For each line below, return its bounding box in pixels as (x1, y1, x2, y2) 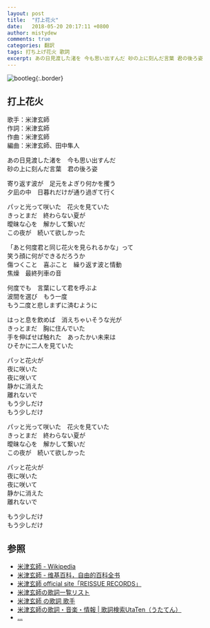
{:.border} (35, 74, 64, 82)
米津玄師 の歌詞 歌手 (17, 597, 76, 605)
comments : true (7, 36, 51, 43)
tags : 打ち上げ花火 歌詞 (7, 49, 70, 56)
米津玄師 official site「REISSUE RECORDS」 (17, 580, 142, 588)
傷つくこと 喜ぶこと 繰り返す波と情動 (7, 260, 122, 268)
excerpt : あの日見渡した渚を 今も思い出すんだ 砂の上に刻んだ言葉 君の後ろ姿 (7, 55, 203, 62)
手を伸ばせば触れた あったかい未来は (7, 333, 116, 341)
